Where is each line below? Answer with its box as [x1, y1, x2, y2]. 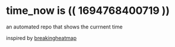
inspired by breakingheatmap [6, 34, 77, 41]
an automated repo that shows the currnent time [6, 23, 123, 30]
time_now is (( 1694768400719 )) [6, 4, 170, 17]
